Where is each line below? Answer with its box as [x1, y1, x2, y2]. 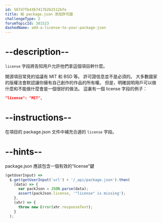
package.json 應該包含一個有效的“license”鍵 [5, 163, 94, 169]
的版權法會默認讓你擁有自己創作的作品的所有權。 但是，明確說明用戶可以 [5, 80, 152, 86]
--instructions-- [5, 112, 72, 123]
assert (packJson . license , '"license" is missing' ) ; [18, 191, 126, 196]
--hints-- [5, 146, 43, 157]
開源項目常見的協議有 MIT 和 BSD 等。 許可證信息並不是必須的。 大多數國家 [5, 74, 158, 80]
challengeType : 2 [5, 16, 41, 21]
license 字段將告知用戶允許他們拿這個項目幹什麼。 [5, 63, 108, 69]
